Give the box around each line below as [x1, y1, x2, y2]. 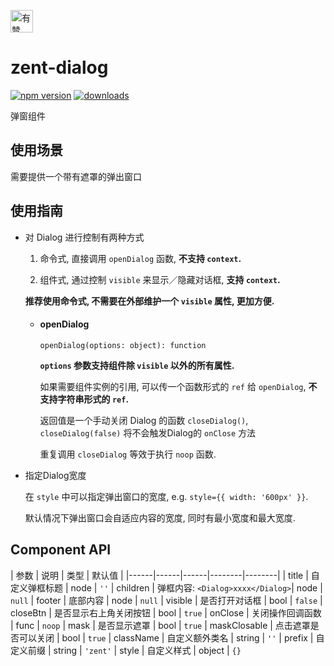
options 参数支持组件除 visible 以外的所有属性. [39, 359, 235, 371]
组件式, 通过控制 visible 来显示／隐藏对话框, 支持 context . [39, 273, 281, 285]
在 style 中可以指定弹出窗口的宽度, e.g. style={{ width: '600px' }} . [24, 490, 309, 502]
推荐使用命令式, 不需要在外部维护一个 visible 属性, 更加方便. [24, 295, 275, 307]
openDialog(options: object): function [39, 340, 207, 350]
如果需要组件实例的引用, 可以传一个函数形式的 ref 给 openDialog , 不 [39, 380, 318, 392]
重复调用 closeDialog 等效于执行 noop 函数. [39, 448, 217, 460]
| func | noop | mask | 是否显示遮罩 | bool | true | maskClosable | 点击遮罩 [10, 619, 311, 631]
